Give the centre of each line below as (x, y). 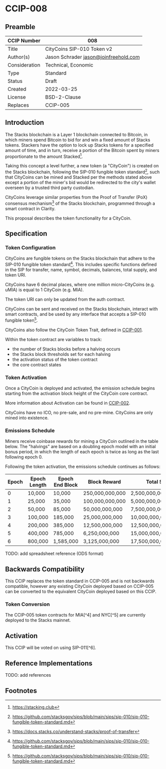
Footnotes (21, 691)
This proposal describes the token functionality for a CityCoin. (68, 218)
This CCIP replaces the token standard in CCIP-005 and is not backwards (80, 581)
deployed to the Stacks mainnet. (38, 620)
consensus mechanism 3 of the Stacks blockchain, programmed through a (80, 203)
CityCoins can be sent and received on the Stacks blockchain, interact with (82, 309)
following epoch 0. (24, 457)
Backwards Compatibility (45, 569)
